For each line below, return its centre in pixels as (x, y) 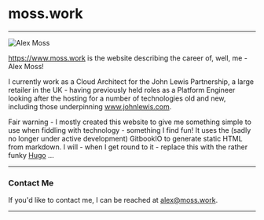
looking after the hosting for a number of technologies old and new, (117, 98)
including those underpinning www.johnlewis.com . (90, 106)
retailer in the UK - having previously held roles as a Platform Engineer (122, 90)
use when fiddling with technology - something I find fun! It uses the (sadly (130, 130)
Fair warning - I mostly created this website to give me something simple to (130, 122)
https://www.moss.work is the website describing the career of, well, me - (128, 58)
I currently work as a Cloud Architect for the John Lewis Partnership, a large (131, 81)
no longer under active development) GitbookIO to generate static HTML (125, 138)
